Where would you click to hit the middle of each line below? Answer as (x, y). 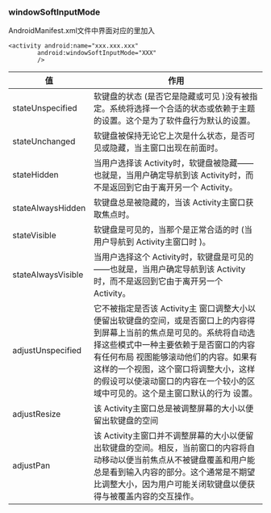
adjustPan (31, 465)
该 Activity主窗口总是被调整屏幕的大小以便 (173, 409)
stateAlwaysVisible (48, 275)
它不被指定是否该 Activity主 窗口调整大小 (171, 309)
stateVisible (34, 235)
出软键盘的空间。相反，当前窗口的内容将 (170, 448)
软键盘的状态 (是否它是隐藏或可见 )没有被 (171, 97)
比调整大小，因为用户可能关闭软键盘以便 (170, 485)
